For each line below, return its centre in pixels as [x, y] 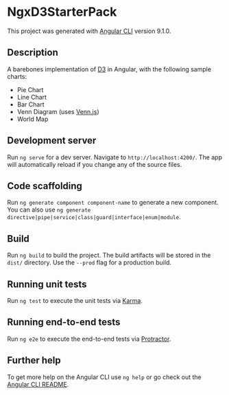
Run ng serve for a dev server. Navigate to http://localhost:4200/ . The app [115, 157]
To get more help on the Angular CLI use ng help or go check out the [104, 377]
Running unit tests [47, 284]
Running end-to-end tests [64, 323]
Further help [34, 360]
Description [33, 53]
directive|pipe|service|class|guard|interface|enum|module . [94, 217]
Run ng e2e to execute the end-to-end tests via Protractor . [89, 339]
